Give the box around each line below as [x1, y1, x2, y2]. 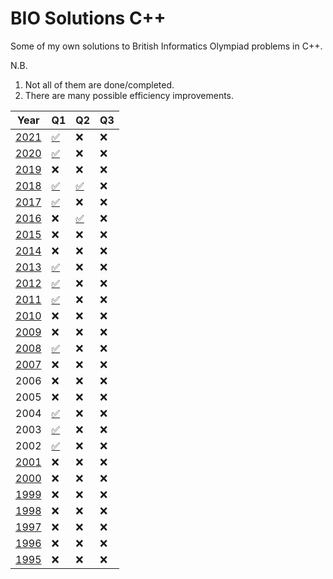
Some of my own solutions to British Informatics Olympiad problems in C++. [10, 40, 323, 52]
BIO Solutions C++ [10, 7, 167, 30]
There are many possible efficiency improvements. [24, 89, 235, 101]
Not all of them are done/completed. [24, 78, 175, 91]
